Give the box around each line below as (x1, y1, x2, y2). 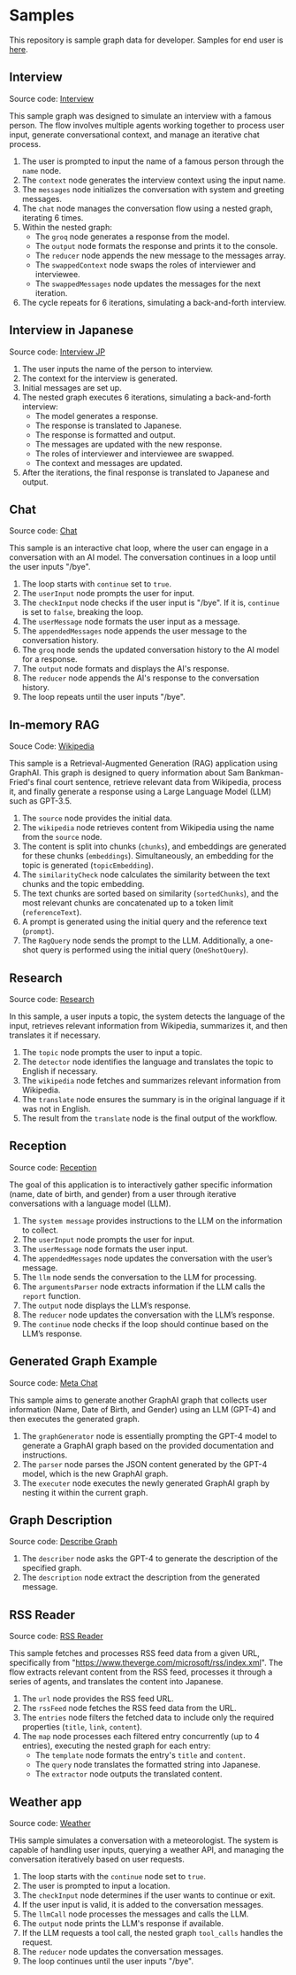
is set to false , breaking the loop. (21, 607, 144, 618)
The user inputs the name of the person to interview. (21, 363, 214, 374)
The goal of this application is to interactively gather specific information (9, 1179, 273, 1190)
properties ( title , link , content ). (21, 1722, 143, 1732)
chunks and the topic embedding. (21, 879, 145, 890)
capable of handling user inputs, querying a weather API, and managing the (9, 1845, 285, 1855)
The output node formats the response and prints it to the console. (34, 240, 278, 251)
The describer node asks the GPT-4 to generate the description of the (21, 1553, 278, 1564)
